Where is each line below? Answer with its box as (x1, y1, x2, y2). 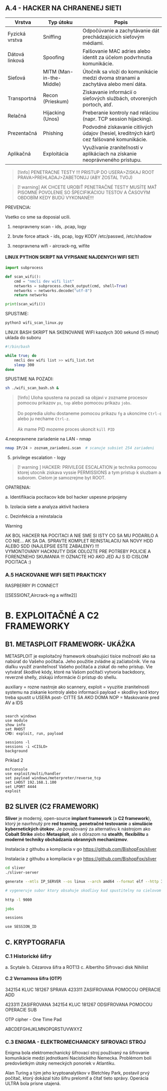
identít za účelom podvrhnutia (83, 54, 153, 61)
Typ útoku (48, 18, 73, 25)
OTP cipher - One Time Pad (5, 1016, 62, 1022)
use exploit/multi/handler (5, 771, 61, 776)
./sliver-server (5, 870, 39, 875)
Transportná (7, 94, 36, 101)
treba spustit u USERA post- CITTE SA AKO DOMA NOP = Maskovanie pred (5, 695, 160, 701)
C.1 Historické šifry (5, 953, 52, 960)
